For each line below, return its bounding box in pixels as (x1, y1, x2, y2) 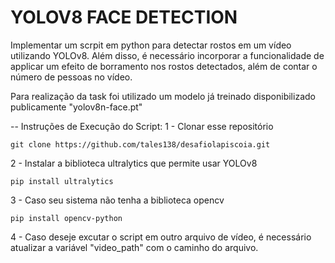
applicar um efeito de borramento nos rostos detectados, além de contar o (10, 60, 318, 72)
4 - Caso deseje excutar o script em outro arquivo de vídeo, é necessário (10, 231, 312, 243)
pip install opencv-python (10, 213, 123, 223)
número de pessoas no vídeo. (10, 71, 133, 83)
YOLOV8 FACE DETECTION (10, 6, 238, 29)
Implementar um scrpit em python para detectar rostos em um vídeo (10, 39, 292, 51)
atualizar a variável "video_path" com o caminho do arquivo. (10, 241, 259, 253)
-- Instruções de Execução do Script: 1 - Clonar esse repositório (10, 120, 274, 132)
